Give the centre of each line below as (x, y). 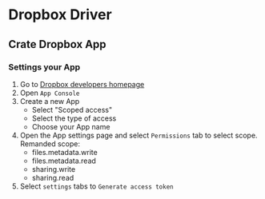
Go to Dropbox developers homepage (82, 84)
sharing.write (54, 169)
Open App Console (50, 93)
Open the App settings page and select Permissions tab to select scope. (139, 135)
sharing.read (53, 177)
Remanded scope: (50, 143)
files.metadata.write (64, 152)
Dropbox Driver (60, 15)
